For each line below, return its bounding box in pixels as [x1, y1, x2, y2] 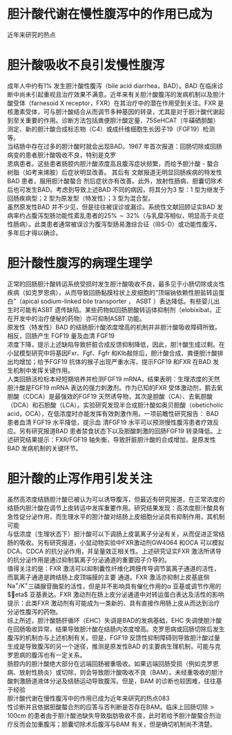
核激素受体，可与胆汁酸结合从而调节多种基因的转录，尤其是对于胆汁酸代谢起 [7, 107, 225, 116]
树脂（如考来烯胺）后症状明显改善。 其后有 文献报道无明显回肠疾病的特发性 [7, 167, 222, 176]
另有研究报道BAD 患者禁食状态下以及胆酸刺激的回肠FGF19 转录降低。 [19, 426, 217, 435]
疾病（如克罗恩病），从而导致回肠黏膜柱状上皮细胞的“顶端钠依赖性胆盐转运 [7, 288, 219, 296]
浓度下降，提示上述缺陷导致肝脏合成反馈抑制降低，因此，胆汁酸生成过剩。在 [7, 340, 225, 348]
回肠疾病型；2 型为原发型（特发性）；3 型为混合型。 [7, 194, 155, 202]
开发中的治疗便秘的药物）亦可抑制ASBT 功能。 [12, 314, 146, 323]
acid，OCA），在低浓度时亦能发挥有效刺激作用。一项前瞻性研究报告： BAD [7, 409, 219, 417]
